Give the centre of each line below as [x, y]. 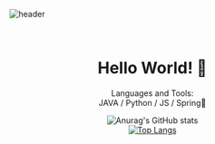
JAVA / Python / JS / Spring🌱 [152, 102]
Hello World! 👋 [152, 68]
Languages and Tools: [152, 93]
